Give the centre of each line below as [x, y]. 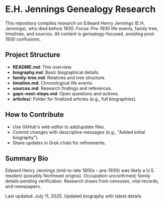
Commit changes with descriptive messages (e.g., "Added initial [79, 132]
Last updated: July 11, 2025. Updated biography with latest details [73, 196]
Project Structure [33, 55]
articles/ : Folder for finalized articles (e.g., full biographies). [74, 99]
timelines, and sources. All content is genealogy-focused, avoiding [74, 34]
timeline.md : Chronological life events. [53, 83]
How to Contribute [35, 115]
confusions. [29, 39]
